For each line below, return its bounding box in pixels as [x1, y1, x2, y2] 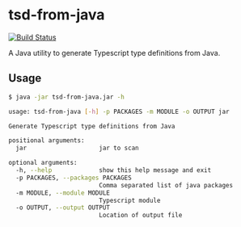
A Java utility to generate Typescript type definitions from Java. [8, 48, 221, 57]
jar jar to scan [15, 144, 139, 153]
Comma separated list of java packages [98, 181, 233, 189]
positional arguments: [8, 137, 85, 145]
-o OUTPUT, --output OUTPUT [15, 204, 111, 212]
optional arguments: [8, 159, 78, 167]
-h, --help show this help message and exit [15, 166, 212, 174]
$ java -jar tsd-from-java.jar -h [8, 93, 125, 101]
